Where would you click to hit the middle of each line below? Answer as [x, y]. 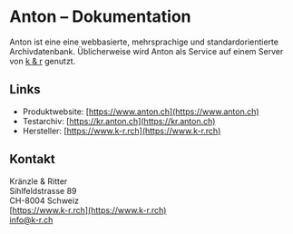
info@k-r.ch [31, 219]
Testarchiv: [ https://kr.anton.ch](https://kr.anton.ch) [119, 121]
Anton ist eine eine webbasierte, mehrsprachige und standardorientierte [144, 42]
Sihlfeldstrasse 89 [43, 190]
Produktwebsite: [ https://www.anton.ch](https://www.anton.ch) [141, 112]
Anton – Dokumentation [101, 17]
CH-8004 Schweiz [44, 200]
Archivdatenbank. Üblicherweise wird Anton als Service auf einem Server [146, 51]
